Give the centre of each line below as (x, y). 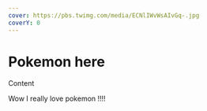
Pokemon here (56, 62)
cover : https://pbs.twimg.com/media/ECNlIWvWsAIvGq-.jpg (104, 15)
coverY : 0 (24, 23)
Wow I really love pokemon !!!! (57, 98)
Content (21, 83)
